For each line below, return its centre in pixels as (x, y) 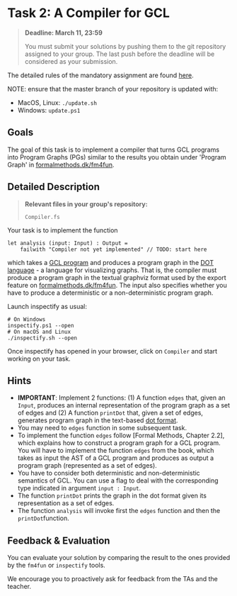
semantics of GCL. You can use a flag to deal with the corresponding (118, 480)
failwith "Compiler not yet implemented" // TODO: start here (114, 249)
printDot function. (43, 518)
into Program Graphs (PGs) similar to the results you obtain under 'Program (117, 157)
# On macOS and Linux (39, 332)
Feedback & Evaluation (59, 540)
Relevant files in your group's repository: (86, 204)
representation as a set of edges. (66, 503)
